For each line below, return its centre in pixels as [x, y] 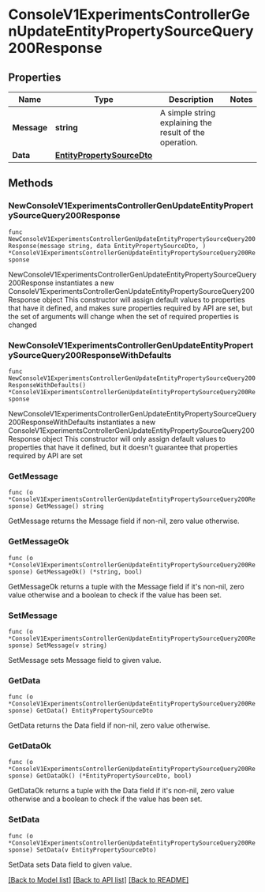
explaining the [187, 122]
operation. [179, 142]
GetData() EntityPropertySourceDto [95, 711]
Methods [31, 183]
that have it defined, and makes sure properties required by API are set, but [131, 308]
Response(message [37, 246]
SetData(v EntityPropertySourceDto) [97, 850]
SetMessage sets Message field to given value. [85, 660]
